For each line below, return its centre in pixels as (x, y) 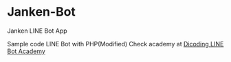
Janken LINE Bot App (37, 31)
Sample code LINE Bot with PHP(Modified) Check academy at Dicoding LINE (115, 44)
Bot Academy (26, 51)
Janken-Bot (41, 12)
